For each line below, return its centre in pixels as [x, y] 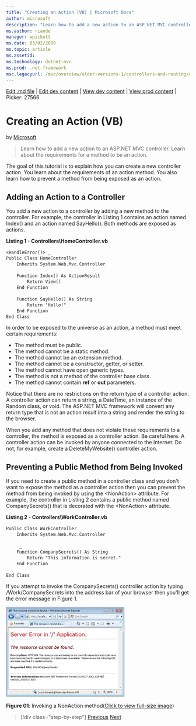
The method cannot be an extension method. [69, 358]
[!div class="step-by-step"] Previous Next [71, 717]
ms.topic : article [28, 50]
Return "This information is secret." [74, 558]
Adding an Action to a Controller [66, 197]
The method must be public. [48, 345]
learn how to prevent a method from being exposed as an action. [84, 179]
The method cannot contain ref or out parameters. [75, 382]
